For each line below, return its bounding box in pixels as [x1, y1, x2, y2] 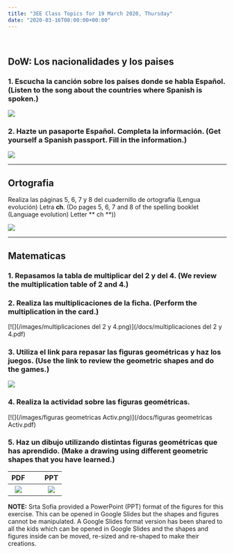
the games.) [8, 364, 50, 374]
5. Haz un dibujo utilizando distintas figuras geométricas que [8, 438, 218, 448]
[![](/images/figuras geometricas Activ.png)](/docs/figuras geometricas [8, 413, 212, 421]
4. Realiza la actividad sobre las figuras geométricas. [8, 397, 190, 407]
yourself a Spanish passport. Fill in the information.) [8, 135, 187, 145]
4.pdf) [8, 330, 26, 338]
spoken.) [8, 94, 39, 103]
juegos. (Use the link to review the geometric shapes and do [8, 355, 215, 365]
